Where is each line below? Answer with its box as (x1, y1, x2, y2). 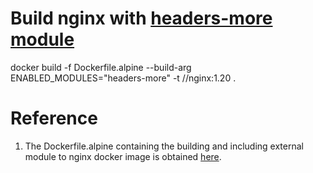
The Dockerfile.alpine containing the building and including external (24, 140, 304, 152)
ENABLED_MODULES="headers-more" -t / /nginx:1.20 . (10, 72, 237, 84)
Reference (10, 107, 98, 130)
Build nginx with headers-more (10, 7, 273, 30)
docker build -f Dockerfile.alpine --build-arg (10, 61, 192, 73)
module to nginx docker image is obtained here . (24, 150, 222, 162)
